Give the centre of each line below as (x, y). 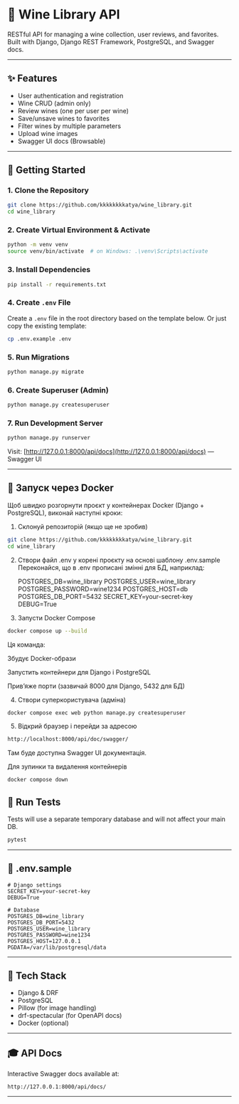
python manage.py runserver (49, 438)
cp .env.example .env (39, 339)
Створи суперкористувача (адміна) (72, 699)
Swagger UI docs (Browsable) (62, 141)
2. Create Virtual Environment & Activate (79, 230)
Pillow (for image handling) (57, 1008)
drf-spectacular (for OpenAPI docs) (70, 1016)
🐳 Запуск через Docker (60, 488)
